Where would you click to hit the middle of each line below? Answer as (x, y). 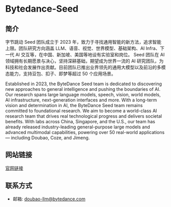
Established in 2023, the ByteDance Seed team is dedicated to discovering (83, 84)
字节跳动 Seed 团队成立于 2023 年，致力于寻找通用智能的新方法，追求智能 (83, 42)
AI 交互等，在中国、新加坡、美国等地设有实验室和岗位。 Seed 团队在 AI (90, 55)
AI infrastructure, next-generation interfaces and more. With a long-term (81, 100)
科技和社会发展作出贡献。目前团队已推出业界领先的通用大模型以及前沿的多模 (85, 67)
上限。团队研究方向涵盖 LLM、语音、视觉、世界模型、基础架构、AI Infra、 (83, 48)
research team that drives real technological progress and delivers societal (83, 116)
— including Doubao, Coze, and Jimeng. (48, 138)
